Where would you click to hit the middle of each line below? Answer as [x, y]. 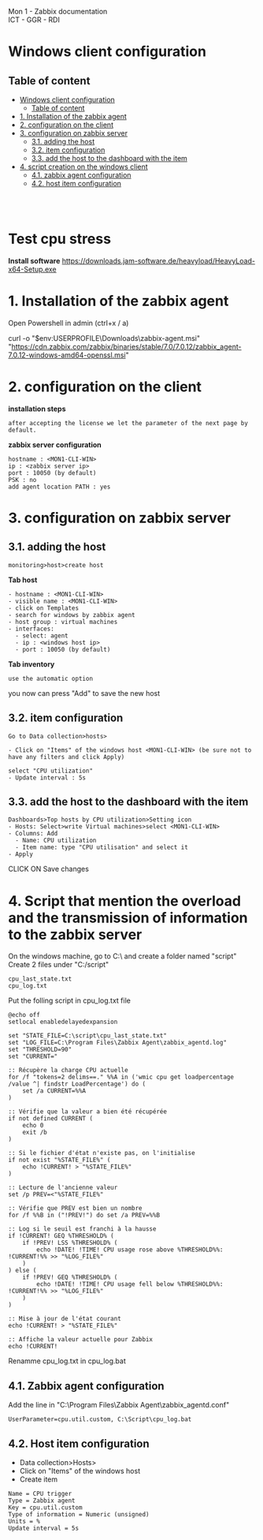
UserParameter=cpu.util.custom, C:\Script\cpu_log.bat [100, 1419]
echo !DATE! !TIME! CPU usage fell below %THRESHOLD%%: [130, 1284]
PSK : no [22, 480]
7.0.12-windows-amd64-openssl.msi [67, 355]
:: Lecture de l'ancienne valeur [63, 1188]
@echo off [24, 1015]
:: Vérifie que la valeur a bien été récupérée [88, 1112]
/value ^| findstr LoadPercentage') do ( [77, 1084]
